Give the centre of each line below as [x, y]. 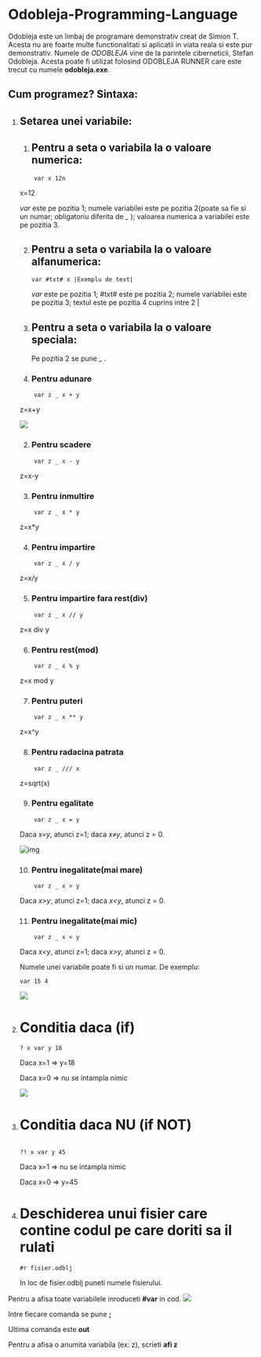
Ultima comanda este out [49, 1329]
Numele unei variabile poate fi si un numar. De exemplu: [109, 967]
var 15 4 [34, 981]
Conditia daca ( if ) [77, 1027]
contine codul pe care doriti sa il [126, 1230]
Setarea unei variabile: [76, 121]
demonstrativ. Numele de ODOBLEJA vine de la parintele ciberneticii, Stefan [131, 53]
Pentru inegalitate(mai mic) [84, 921]
